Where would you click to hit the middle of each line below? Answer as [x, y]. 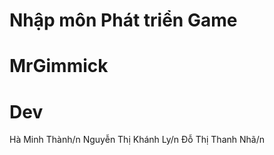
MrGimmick [59, 66]
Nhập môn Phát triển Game [123, 20]
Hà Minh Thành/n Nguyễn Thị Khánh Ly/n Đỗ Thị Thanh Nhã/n [137, 140]
